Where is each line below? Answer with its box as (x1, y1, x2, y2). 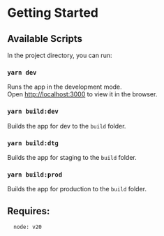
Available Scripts (7, 33, 82, 45)
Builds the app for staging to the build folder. (7, 153, 137, 161)
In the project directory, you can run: (7, 51, 112, 59)
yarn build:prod (7, 170, 63, 179)
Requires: (7, 205, 50, 217)
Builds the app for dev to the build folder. (7, 121, 126, 130)
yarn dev (7, 68, 37, 76)
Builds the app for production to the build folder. (7, 185, 147, 193)
